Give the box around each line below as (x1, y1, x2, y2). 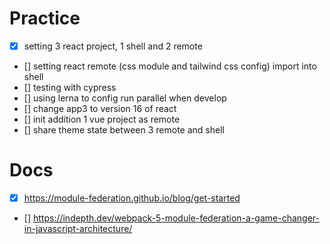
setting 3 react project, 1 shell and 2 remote (23, 40, 203, 52)
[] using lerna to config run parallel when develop (23, 92, 227, 104)
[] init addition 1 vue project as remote (23, 113, 181, 125)
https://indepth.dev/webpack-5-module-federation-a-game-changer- (32, 212, 320, 224)
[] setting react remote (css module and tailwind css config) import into (23, 60, 317, 72)
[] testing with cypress (23, 82, 117, 93)
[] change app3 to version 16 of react (23, 103, 177, 114)
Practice (9, 7, 81, 30)
